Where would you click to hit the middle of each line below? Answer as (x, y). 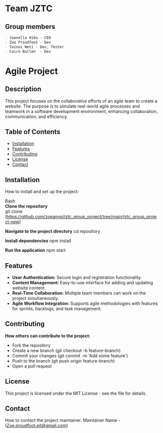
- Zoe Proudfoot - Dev (28, 42)
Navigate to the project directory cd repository (53, 231)
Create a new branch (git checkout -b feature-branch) (66, 350)
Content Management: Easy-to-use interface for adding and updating (82, 282)
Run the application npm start (35, 251)
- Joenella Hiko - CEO (28, 38)
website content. (29, 288)
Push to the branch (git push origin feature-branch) (63, 361)
